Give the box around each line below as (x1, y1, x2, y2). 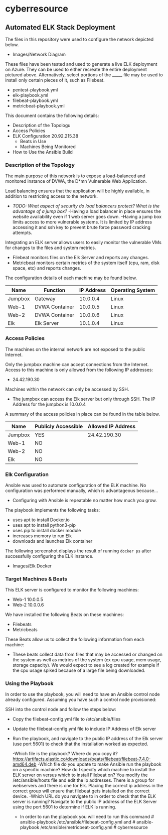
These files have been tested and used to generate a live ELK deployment (5, 61, 157, 67)
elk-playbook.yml (12, 92, 49, 98)
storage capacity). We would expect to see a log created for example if (12, 662, 159, 668)
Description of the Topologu (12, 123, 71, 128)
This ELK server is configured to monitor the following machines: (5, 587, 139, 593)
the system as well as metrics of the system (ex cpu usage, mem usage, (12, 657, 162, 663)
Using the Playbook (5, 680, 54, 687)
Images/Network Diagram (12, 51, 66, 57)
